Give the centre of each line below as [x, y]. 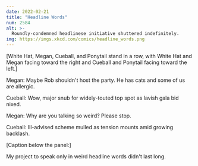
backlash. [18, 133]
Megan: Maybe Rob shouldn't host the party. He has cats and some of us [96, 80]
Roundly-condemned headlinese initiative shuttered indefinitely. [95, 34]
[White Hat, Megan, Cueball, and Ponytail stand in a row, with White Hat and [99, 56]
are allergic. [21, 86]
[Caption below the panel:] [39, 145]
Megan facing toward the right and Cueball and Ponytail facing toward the [97, 62]
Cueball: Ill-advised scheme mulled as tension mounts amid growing [90, 127]
